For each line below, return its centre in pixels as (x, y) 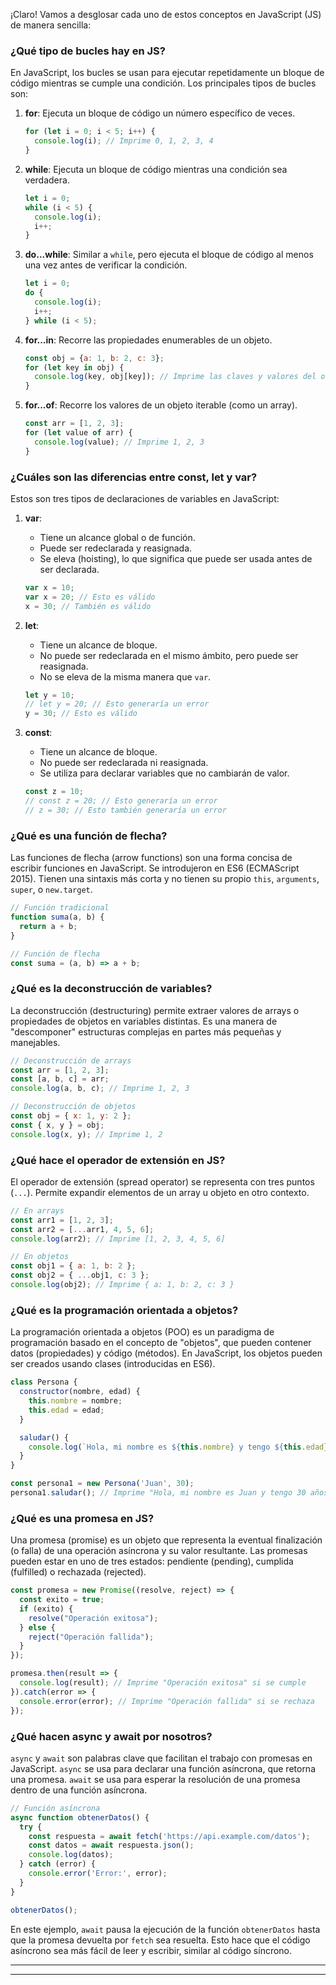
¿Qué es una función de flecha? (89, 836)
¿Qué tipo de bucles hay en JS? (88, 51)
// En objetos (40, 1257)
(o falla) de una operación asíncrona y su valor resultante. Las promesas (159, 1551)
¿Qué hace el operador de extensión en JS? (118, 1160)
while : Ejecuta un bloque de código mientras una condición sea (156, 169)
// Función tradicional (60, 908)
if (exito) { (46, 1609)
